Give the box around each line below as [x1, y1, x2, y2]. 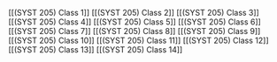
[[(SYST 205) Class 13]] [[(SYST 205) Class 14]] [8, 45, 183, 55]
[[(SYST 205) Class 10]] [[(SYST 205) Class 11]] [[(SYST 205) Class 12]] [8, 35, 269, 45]
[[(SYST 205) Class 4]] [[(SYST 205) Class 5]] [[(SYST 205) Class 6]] [8, 17, 262, 27]
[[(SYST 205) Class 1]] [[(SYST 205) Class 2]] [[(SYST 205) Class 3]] [8, 8, 260, 17]
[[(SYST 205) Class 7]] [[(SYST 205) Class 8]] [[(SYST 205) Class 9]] [8, 26, 261, 36]
